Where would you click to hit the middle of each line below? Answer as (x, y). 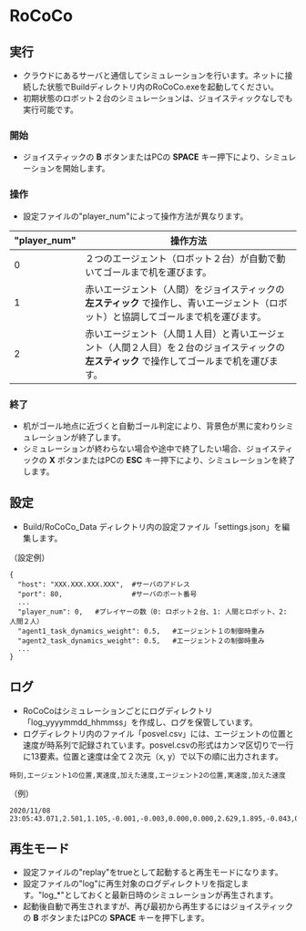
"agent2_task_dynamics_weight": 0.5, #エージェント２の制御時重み (141, 641)
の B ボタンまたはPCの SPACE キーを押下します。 (116, 918)
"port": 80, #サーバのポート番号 (107, 594)
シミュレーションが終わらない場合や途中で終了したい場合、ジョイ (146, 449)
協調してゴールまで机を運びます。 (194, 316)
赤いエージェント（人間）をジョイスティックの (185, 289)
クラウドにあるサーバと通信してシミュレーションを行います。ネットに (153, 75)
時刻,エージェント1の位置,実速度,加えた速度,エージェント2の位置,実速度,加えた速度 (148, 775)
